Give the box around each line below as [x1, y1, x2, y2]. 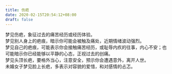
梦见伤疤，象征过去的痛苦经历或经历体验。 [5, 32, 95, 38]
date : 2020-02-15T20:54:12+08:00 [5, 12, 77, 17]
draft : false [5, 17, 33, 22]
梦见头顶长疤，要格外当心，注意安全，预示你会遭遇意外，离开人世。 [5, 57, 149, 63]
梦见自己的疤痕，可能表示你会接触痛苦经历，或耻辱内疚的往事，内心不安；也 [5, 44, 167, 51]
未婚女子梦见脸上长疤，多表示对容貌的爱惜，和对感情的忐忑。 [5, 63, 136, 69]
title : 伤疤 [5, 7, 29, 13]
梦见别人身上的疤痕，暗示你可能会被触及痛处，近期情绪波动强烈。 [5, 38, 144, 44]
